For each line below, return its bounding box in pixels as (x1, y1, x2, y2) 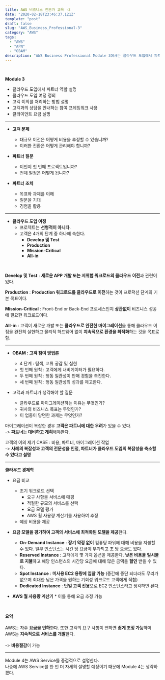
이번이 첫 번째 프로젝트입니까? (19, 164, 78, 170)
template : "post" (5, 16, 41, 21)
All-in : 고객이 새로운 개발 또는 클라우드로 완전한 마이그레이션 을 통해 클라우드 (5, 323, 152, 329)
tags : (5, 35, 16, 40)
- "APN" (9, 44, 26, 49)
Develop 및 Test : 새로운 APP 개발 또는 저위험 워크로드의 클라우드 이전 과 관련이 (5, 272, 157, 279)
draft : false (5, 21, 32, 26)
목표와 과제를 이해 (19, 191, 54, 197)
